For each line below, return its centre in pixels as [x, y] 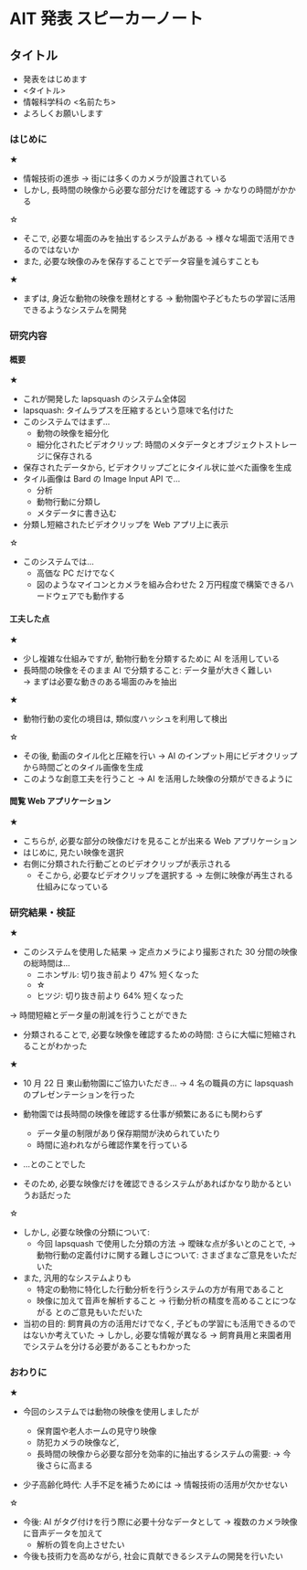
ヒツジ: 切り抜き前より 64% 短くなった [110, 996]
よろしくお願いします [63, 113]
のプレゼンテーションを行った [79, 1095]
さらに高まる [69, 1465]
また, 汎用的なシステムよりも [77, 1278]
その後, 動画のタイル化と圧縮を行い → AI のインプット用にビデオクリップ [160, 756]
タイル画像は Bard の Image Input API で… [101, 479]
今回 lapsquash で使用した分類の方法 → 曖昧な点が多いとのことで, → [166, 1244]
